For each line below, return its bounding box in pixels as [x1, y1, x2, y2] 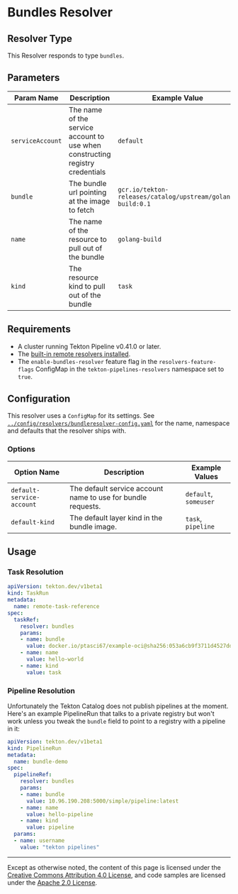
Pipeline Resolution [7, 685, 76, 695]
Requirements [7, 324, 71, 336]
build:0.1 [118, 199, 151, 208]
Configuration [7, 393, 71, 405]
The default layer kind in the [69, 512, 163, 522]
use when [68, 140, 101, 150]
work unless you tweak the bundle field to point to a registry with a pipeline [7, 717, 226, 725]
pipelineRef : [13, 771, 52, 778]
